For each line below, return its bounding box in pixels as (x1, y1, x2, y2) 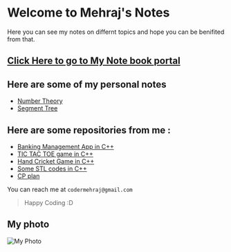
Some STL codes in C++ (17, 164, 88, 173)
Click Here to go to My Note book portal (7, 55, 181, 67)
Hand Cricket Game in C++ (17, 157, 95, 165)
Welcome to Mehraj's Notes (7, 5, 170, 21)
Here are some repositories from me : (7, 124, 171, 136)
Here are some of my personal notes (7, 78, 167, 90)
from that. (7, 35, 36, 43)
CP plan (17, 171, 40, 180)
